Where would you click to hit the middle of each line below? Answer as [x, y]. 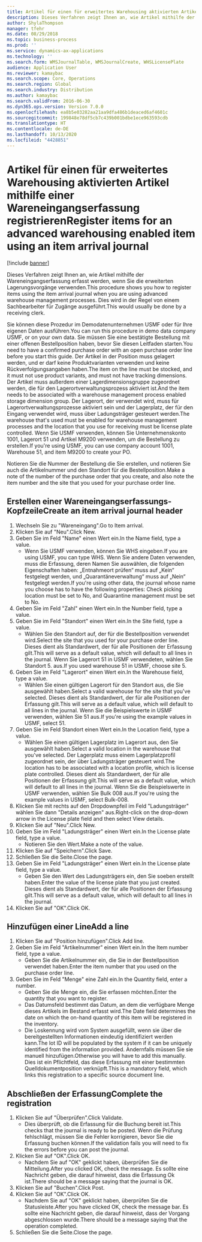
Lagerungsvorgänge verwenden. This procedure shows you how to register [99, 287]
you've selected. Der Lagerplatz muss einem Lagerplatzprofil [100, 755]
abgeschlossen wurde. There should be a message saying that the [106, 1220]
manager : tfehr [26, 28]
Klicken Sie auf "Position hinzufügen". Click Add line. [80, 941]
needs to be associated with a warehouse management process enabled [97, 394]
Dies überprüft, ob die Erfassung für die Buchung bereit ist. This [103, 1124]
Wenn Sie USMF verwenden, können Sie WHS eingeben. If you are [106, 551]
